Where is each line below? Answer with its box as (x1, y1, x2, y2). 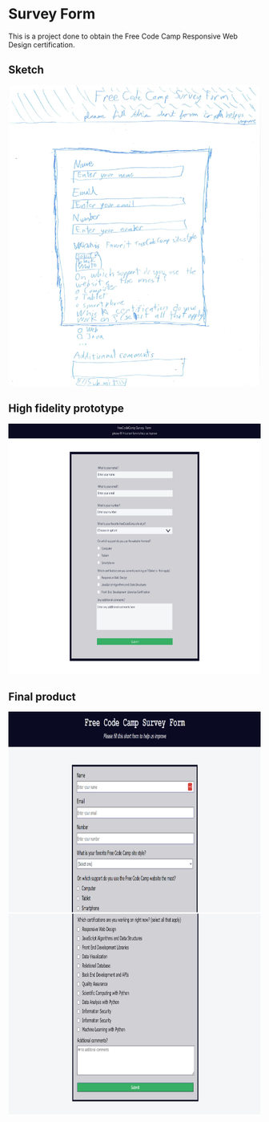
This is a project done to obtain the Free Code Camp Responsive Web (8, 31, 238, 41)
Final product (8, 689, 76, 703)
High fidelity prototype (8, 402, 124, 416)
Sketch (8, 63, 44, 77)
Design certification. (8, 39, 75, 49)
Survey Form (8, 5, 96, 23)
